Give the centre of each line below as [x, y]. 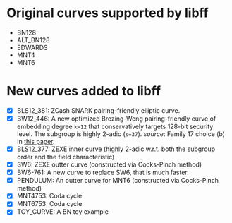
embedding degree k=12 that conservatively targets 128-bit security [115, 126]
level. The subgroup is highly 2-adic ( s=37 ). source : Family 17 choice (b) [121, 134]
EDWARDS [32, 47]
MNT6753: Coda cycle [49, 204]
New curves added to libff [84, 91]
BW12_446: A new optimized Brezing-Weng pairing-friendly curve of [116, 119]
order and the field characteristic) [66, 157]
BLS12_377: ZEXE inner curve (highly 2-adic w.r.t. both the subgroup [116, 149]
